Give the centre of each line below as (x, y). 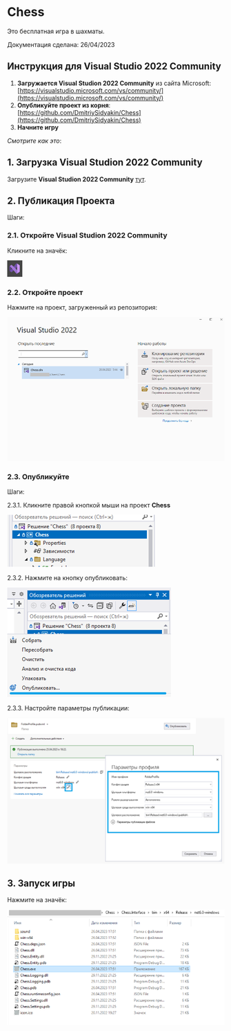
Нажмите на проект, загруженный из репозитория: (82, 307)
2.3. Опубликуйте (39, 476)
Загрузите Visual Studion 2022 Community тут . (77, 179)
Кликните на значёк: (37, 251)
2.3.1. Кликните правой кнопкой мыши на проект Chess (89, 505)
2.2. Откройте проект (45, 292)
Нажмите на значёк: (37, 900)
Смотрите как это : (34, 141)
